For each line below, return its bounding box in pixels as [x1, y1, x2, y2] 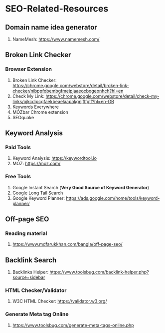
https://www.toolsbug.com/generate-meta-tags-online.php [12, 322, 134, 328]
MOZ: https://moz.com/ [12, 161, 61, 167]
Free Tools [5, 173, 31, 180]
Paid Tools [5, 144, 31, 151]
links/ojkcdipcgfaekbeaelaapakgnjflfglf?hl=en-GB [12, 98, 115, 104]
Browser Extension [5, 66, 52, 73]
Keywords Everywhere [12, 104, 59, 110]
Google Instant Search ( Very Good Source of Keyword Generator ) [12, 184, 150, 190]
